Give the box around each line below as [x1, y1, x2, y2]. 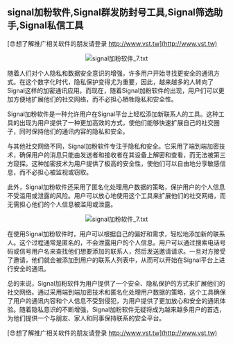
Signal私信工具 [19, 19, 84, 31]
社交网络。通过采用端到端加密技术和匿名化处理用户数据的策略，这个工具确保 [7, 288, 226, 296]
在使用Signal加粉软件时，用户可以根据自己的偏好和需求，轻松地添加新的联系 [7, 229, 225, 238]
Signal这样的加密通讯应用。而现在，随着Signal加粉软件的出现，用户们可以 [7, 86, 218, 95]
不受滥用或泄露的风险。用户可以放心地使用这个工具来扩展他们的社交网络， [7, 191, 220, 199]
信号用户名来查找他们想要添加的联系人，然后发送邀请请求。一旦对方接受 [19, 247, 226, 255]
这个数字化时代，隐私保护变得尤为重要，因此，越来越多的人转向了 [25, 77, 214, 85]
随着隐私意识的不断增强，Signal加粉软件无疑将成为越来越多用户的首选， [19, 305, 225, 313]
